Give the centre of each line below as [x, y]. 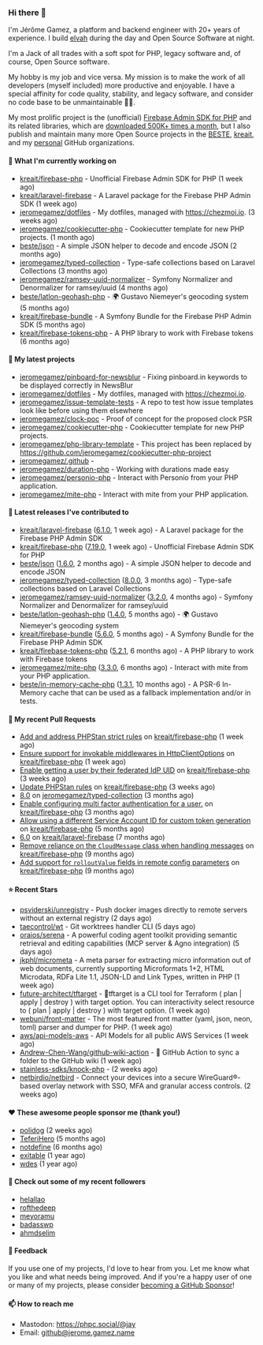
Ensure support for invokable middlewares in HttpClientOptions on [127, 754]
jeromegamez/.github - [57, 460]
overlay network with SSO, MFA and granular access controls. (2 [146, 1086]
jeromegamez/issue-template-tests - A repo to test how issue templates [136, 402]
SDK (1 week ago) [48, 204]
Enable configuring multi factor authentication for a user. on [117, 804]
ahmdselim [37, 1233]
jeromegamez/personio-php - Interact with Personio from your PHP [129, 478]
